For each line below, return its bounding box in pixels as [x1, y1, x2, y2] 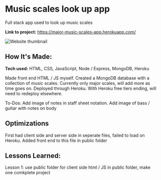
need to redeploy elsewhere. [5, 90, 62, 96]
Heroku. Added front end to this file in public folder [5, 138, 107, 143]
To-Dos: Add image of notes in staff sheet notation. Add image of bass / [5, 100, 150, 106]
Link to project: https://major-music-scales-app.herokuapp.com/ [5, 29, 136, 35]
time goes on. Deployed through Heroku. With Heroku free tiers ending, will [5, 85, 157, 91]
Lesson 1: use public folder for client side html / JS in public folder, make [5, 164, 151, 170]
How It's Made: [5, 53, 52, 61]
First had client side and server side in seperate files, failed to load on [5, 132, 145, 138]
